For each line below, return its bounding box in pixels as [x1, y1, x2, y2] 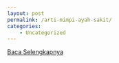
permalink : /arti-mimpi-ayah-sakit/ [7, 16, 112, 23]
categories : [7, 23, 41, 29]
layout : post [7, 10, 45, 17]
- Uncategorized [19, 29, 67, 36]
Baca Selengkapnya [7, 48, 64, 56]
